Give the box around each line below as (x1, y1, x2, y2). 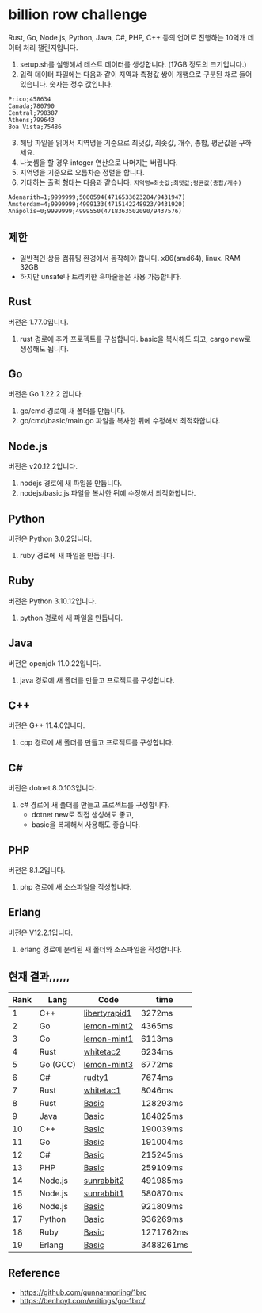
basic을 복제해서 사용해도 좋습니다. (31, 820, 141, 829)
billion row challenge (8, 6, 148, 24)
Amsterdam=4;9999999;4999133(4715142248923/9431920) (8, 200, 186, 208)
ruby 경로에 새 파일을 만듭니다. (19, 551, 115, 560)
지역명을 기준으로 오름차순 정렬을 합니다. (19, 167, 145, 177)
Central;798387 (8, 109, 59, 117)
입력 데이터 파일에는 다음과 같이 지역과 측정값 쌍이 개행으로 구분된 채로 (19, 69, 237, 78)
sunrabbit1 (83, 1188, 125, 1199)
